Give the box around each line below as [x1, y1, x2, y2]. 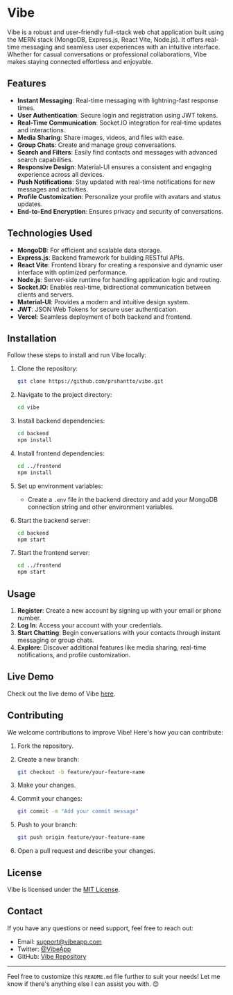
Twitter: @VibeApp [17, 945, 71, 953]
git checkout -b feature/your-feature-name [17, 768, 146, 776]
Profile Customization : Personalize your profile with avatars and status [17, 192, 221, 201]
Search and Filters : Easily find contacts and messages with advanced [17, 148, 218, 156]
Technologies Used [7, 228, 92, 240]
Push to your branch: [17, 820, 78, 829]
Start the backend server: [17, 516, 91, 524]
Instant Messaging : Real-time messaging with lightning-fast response [17, 96, 218, 104]
